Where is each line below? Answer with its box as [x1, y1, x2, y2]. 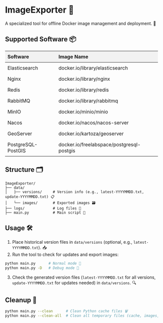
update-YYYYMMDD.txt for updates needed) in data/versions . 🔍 [12, 280, 137, 286]
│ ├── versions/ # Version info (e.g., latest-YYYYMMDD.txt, [5, 189, 145, 194]
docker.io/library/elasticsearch [58, 64, 128, 71]
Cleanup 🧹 [5, 296, 37, 304]
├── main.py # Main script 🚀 [5, 210, 86, 215]
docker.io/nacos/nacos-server [58, 119, 129, 126]
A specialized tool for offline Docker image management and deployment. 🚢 [5, 20, 156, 26]
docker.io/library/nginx [58, 75, 111, 82]
